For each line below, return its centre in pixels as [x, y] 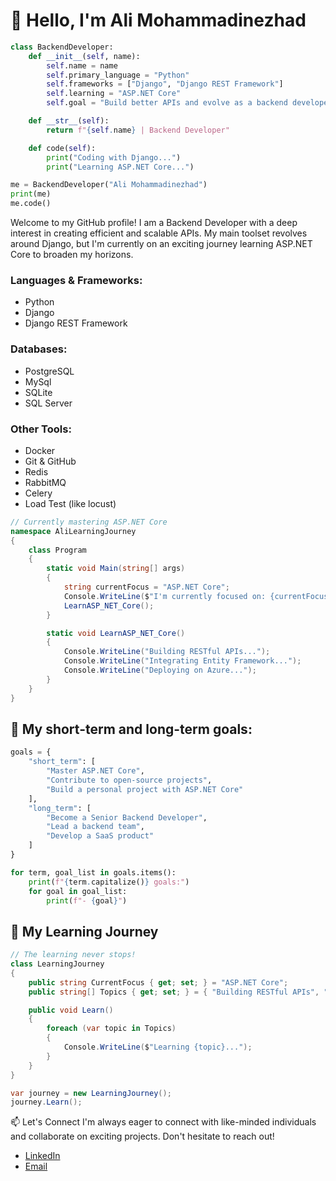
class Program [57, 550]
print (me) [31, 194]
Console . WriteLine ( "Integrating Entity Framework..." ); [182, 661]
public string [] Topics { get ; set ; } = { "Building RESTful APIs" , [174, 992]
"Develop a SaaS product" [100, 836]
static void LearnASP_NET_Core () [116, 633]
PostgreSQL [49, 371]
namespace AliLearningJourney [73, 531]
